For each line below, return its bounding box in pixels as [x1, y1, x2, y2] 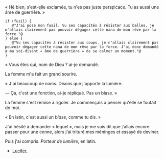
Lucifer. [12, 148, 28, 154]
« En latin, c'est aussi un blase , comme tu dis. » [5, 114, 101, 120]
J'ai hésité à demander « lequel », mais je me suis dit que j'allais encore [5, 124, 150, 129]
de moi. [5, 105, 21, 111]
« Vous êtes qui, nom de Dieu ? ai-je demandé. [5, 62, 99, 68]
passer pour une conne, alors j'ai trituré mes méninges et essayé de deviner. [5, 129, 160, 135]
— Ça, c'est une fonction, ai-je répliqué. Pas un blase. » [5, 90, 117, 96]
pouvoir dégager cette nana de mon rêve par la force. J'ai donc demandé [5, 45, 159, 49]
